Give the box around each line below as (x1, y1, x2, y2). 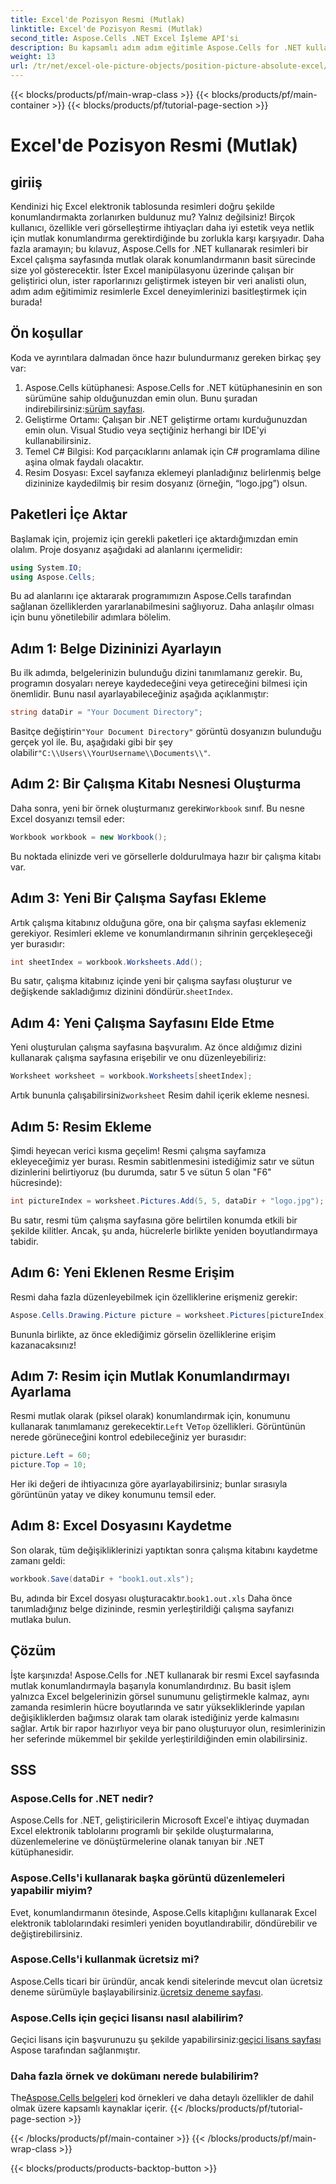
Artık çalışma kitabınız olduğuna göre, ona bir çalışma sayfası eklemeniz (10, 916, 307, 928)
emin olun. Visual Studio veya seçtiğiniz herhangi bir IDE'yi (24, 424, 267, 436)
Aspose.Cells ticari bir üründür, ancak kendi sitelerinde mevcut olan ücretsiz (10, 1975, 323, 1987)
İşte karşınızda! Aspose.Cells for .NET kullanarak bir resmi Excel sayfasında (10, 1669, 320, 1681)
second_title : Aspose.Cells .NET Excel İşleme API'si (10, 33, 240, 43)
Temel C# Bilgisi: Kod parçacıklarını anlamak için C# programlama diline (24, 445, 321, 457)
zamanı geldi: (10, 1554, 66, 1566)
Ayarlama (10, 1383, 72, 1400)
